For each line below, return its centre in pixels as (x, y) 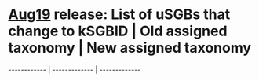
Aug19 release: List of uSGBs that (119, 15)
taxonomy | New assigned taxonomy (130, 48)
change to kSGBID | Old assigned (118, 31)
